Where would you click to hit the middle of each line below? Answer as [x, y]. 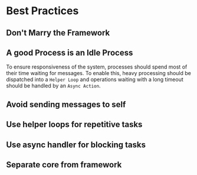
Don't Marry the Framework [58, 33]
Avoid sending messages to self [66, 104]
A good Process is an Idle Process [70, 52]
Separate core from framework [64, 165]
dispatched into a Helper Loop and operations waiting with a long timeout [95, 80]
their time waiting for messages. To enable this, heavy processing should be [99, 73]
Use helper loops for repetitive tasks [74, 124]
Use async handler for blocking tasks [76, 145]
